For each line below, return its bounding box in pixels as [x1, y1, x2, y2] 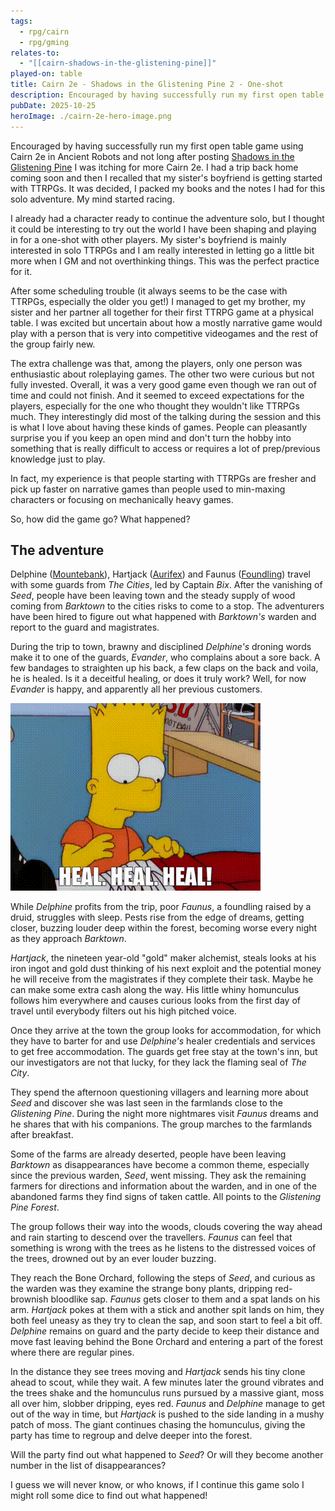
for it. [10, 265, 33, 277]
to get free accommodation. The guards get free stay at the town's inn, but [10, 1046, 318, 1058]
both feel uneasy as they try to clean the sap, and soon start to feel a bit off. [10, 1315, 323, 1327]
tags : [10, 16, 33, 26]
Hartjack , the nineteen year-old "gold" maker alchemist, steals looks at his [10, 952, 317, 964]
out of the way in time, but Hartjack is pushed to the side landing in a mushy [10, 1408, 325, 1420]
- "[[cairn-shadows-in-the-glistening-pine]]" [19, 58, 217, 69]
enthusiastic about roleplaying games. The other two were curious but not [10, 368, 315, 380]
